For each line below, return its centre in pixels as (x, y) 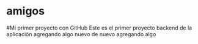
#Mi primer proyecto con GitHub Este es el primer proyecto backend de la (99, 28)
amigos (25, 11)
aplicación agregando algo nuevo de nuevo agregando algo (81, 34)
